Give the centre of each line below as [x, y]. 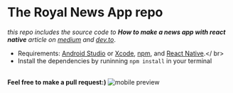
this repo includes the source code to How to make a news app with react [116, 32]
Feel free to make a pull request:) [57, 82]
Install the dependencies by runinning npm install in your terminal [115, 60]
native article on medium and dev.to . [61, 39]
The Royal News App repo [85, 12]
